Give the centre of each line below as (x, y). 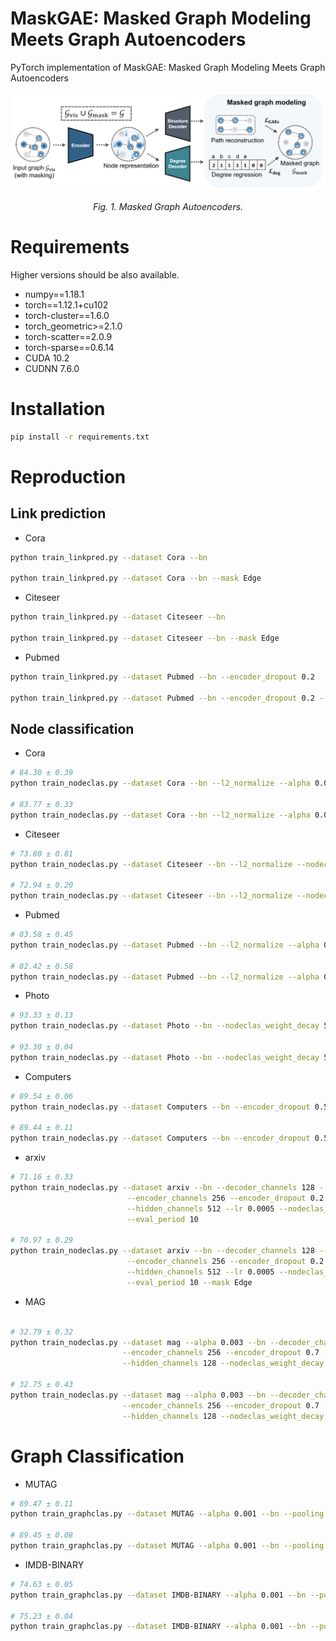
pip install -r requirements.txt (80, 437)
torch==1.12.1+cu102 (66, 304)
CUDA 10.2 (47, 358)
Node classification (72, 728)
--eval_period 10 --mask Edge (189, 1282)
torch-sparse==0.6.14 (69, 347)
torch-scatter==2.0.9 (68, 336)
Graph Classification (97, 1456)
